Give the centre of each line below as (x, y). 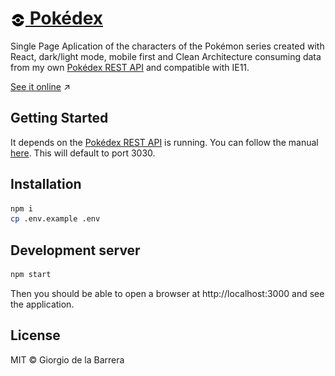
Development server (75, 250)
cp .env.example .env (55, 219)
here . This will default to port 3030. (83, 153)
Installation (46, 184)
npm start (31, 275)
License (35, 335)
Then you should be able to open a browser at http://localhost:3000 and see (167, 293)
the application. (42, 304)
